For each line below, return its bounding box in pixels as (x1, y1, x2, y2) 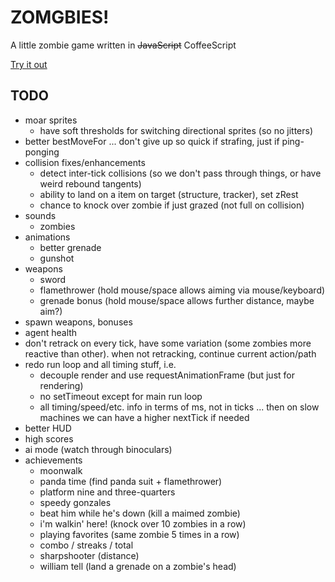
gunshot (39, 252, 75, 264)
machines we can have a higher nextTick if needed (39, 411, 250, 423)
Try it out (10, 58, 48, 70)
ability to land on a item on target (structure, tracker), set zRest (39, 188, 299, 200)
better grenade (39, 241, 102, 253)
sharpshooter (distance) (39, 549, 140, 561)
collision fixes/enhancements (24, 156, 146, 168)
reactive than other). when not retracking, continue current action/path (24, 347, 317, 360)
